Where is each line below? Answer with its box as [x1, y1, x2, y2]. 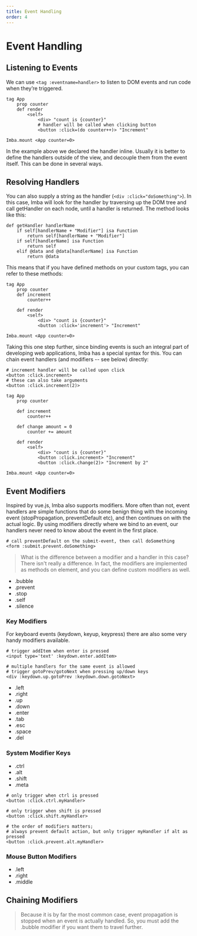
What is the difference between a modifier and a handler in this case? [20, 554, 189, 561]
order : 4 [6, 14, 28, 20]
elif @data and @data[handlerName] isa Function [16, 248, 138, 255]
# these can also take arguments [6, 378, 88, 384]
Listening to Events [6, 63, 78, 73]
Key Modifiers [6, 617, 47, 625]
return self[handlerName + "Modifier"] [27, 233, 125, 239]
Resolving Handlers [6, 177, 79, 187]
